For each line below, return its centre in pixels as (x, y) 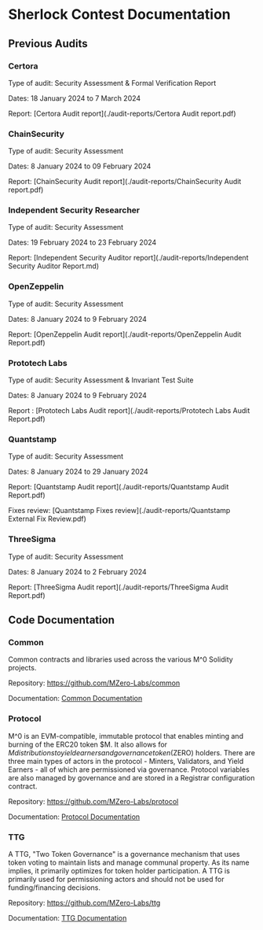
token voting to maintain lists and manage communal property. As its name (129, 862)
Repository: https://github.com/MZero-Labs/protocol (93, 801)
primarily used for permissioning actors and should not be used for (116, 879)
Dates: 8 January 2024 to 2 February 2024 (77, 571)
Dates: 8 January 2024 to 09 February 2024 (80, 166)
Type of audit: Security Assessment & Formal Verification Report (112, 83)
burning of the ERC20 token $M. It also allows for (88, 744)
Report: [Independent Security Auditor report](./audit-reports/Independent (128, 258)
